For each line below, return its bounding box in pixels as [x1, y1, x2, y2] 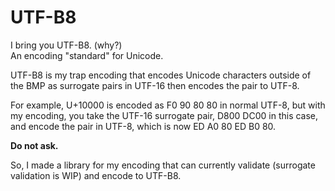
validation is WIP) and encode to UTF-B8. [10, 169, 182, 181]
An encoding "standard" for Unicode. [10, 49, 164, 61]
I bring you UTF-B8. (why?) [10, 39, 123, 51]
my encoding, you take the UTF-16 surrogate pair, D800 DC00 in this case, [10, 109, 319, 121]
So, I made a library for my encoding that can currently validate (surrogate [10, 159, 316, 171]
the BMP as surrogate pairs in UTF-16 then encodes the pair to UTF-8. [10, 79, 300, 91]
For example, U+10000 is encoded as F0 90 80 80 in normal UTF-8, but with [10, 99, 326, 111]
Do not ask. [10, 139, 59, 151]
